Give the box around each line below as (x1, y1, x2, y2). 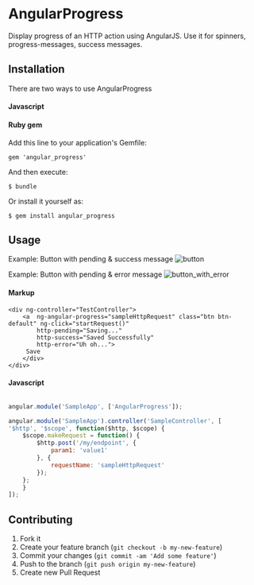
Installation (8, 63, 65, 76)
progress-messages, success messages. (8, 39, 143, 48)
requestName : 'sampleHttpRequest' (50, 461, 165, 469)
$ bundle (8, 182, 37, 191)
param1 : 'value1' (50, 447, 109, 455)
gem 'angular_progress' (8, 153, 87, 161)
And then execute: (8, 167, 68, 176)
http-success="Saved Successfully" (37, 333, 155, 342)
